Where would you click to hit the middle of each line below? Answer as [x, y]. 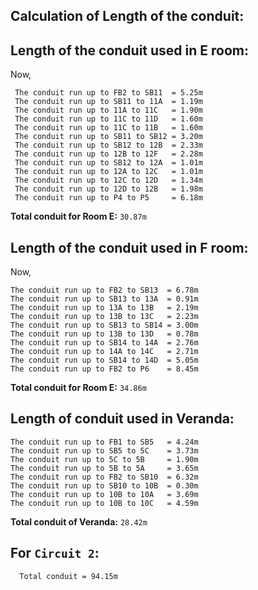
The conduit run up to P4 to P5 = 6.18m [108, 198]
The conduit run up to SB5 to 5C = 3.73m [104, 450]
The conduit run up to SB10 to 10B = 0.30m [104, 485]
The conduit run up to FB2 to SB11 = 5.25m [108, 93]
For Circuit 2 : [55, 553]
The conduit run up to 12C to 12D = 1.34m [108, 180]
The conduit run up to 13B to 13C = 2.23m [104, 317]
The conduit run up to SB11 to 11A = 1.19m [108, 102]
